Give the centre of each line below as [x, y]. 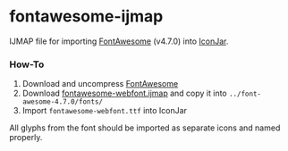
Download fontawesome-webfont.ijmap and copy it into [125, 93]
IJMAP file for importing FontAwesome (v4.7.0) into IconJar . [119, 41]
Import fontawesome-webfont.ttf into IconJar [105, 111]
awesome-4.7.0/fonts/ [62, 102]
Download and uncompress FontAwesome [100, 84]
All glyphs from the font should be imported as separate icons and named [145, 128]
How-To [27, 64]
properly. [26, 138]
